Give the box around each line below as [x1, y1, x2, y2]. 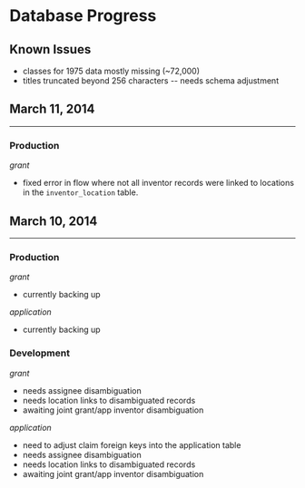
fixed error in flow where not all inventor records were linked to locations [22, 178, 295, 189]
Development [9, 346, 71, 359]
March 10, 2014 [9, 213, 98, 229]
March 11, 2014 [9, 102, 95, 117]
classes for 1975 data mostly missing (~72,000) [22, 65, 201, 76]
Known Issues [9, 42, 92, 57]
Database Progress [9, 5, 157, 26]
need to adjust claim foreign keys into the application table [22, 439, 241, 450]
